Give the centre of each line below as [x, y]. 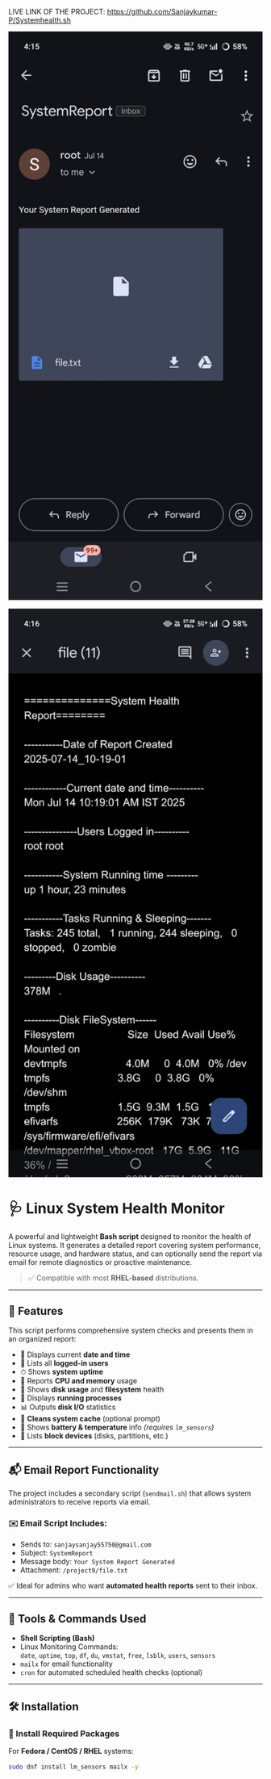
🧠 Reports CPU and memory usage [79, 1381]
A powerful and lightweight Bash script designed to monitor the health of [130, 1236]
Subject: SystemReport [56, 1552]
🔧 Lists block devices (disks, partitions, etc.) [94, 1436]
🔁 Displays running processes [71, 1398]
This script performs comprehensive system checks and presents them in [131, 1330]
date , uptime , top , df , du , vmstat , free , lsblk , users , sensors [118, 1656]
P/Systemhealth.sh [40, 20]
